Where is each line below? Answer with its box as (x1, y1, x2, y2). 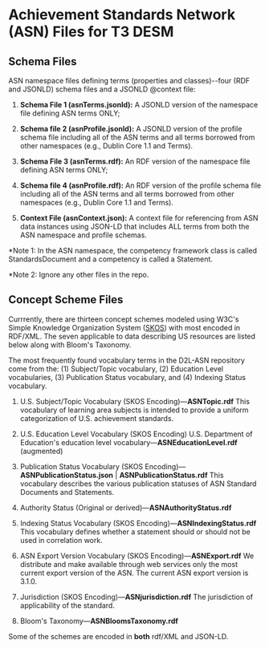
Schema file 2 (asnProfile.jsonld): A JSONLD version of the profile (19, 124, 243, 133)
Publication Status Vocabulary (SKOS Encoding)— (19, 461, 186, 471)
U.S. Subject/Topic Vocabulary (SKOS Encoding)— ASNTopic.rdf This (19, 396, 251, 406)
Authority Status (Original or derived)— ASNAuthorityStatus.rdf (19, 503, 232, 512)
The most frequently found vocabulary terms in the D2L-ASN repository (8, 355, 245, 365)
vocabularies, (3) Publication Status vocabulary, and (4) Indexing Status (8, 372, 247, 382)
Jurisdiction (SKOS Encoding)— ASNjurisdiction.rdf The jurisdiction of (19, 592, 254, 601)
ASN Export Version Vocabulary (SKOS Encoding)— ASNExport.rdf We (19, 551, 255, 561)
